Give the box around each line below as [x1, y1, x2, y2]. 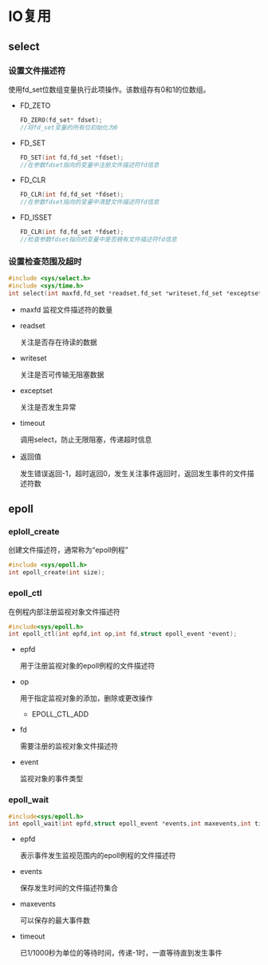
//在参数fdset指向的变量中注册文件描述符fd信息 [19, 161, 160, 169]
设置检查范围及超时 [8, 256, 82, 267]
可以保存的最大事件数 [19, 915, 90, 925]
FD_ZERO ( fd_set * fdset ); [19, 116, 103, 124]
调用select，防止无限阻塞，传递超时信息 [19, 435, 152, 444]
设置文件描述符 [8, 65, 66, 76]
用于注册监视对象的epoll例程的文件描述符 [19, 661, 156, 671]
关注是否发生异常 [19, 402, 77, 411]
